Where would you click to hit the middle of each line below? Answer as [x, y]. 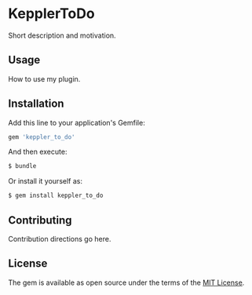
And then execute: [38, 152]
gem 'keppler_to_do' [42, 137]
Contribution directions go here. [60, 239]
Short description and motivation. [62, 35]
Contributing [40, 220]
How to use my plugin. [44, 78]
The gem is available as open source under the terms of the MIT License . [126, 282]
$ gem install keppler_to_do [56, 196]
